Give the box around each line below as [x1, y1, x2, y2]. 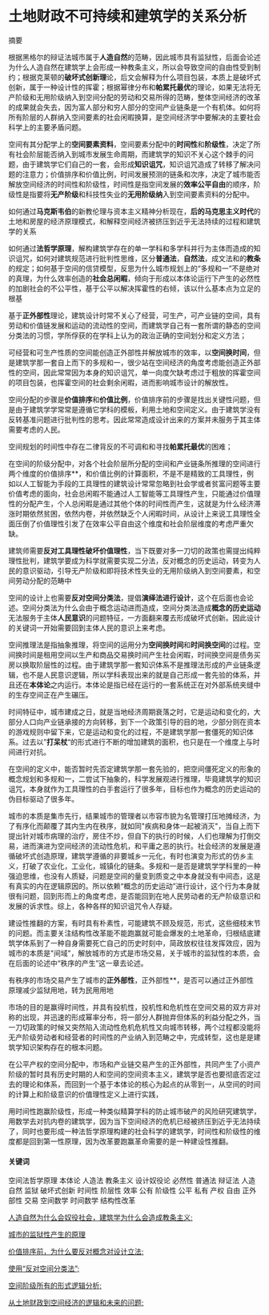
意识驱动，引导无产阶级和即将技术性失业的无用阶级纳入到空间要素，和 [22, 565, 254, 575]
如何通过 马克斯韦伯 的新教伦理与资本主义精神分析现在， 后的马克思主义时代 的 [8, 206, 261, 216]
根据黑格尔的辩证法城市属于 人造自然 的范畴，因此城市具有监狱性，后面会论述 [8, 52, 261, 62]
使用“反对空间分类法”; [8, 1264, 80, 1273]
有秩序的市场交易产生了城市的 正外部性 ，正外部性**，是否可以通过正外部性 [8, 975, 255, 985]
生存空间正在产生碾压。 [14, 690, 93, 699]
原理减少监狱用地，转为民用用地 [8, 985, 114, 995]
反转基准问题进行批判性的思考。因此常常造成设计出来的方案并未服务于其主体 [8, 414, 261, 424]
